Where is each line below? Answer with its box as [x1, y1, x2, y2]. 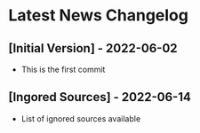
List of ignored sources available [20, 113, 141, 124]
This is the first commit [20, 64, 106, 74]
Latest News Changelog [8, 5, 188, 26]
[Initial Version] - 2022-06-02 [8, 41, 179, 56]
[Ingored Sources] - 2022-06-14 [8, 90, 192, 105]
